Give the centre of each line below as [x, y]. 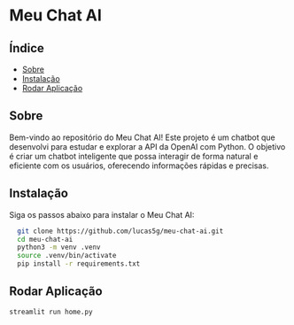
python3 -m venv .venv [59, 248]
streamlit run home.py [51, 312]
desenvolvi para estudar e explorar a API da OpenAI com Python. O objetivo [147, 146]
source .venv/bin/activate [67, 256]
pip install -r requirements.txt [79, 264]
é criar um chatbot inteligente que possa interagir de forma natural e [134, 156]
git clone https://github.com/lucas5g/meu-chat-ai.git [120, 231]
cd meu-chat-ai [45, 239]
